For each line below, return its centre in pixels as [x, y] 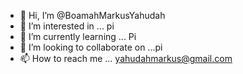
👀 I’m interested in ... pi [67, 26]
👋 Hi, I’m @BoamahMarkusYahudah [92, 15]
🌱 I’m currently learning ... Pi [78, 36]
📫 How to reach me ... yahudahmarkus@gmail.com [126, 58]
